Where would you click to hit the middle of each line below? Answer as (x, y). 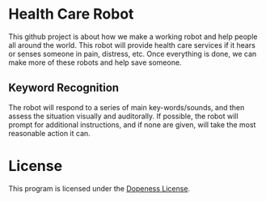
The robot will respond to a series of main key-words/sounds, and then (127, 107)
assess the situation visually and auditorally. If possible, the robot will (123, 116)
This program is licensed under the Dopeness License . (99, 188)
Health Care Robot (71, 14)
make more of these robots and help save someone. (95, 62)
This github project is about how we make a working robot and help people (133, 36)
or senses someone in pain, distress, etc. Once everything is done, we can (133, 53)
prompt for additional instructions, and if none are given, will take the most (132, 124)
